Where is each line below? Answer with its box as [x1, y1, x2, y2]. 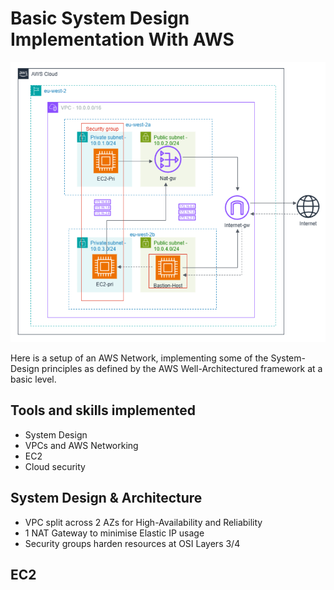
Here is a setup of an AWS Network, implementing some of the [10, 352, 269, 364]
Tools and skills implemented [10, 402, 197, 419]
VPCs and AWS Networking [24, 439, 139, 451]
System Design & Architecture [10, 490, 203, 507]
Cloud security [24, 460, 86, 472]
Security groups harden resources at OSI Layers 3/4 [24, 537, 241, 549]
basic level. [10, 373, 57, 386]
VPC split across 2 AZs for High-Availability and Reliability [24, 516, 263, 528]
